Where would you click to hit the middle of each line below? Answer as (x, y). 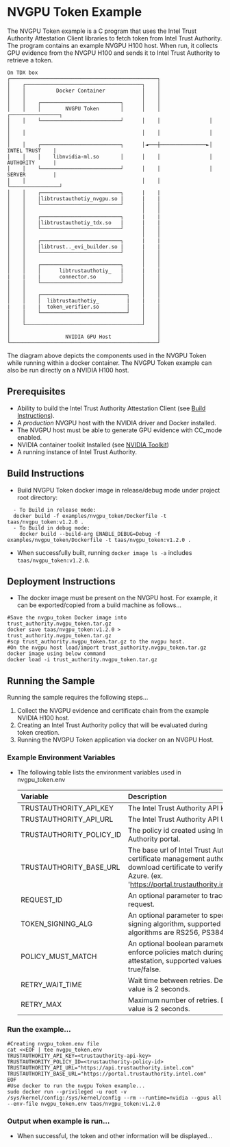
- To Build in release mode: (55, 510)
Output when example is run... (59, 1121)
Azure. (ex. (145, 876)
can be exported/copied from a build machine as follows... (99, 605)
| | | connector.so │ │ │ (84, 276)
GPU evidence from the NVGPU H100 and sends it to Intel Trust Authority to (114, 53)
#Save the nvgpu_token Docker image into (67, 618)
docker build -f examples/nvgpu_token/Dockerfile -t (90, 516)
